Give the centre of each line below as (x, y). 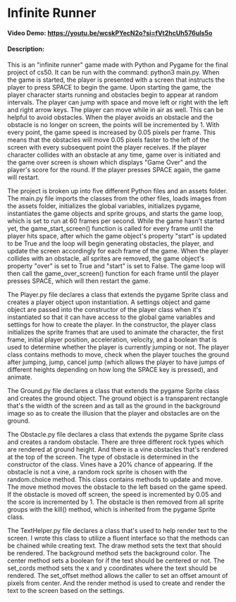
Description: (26, 49)
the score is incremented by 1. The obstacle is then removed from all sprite (116, 502)
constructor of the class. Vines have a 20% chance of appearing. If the (110, 464)
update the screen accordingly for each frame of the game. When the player (118, 251)
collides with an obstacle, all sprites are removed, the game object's (106, 258)
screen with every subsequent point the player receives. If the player (107, 147)
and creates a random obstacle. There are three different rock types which (116, 442)
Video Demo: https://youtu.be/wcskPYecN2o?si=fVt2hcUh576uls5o (110, 32)
